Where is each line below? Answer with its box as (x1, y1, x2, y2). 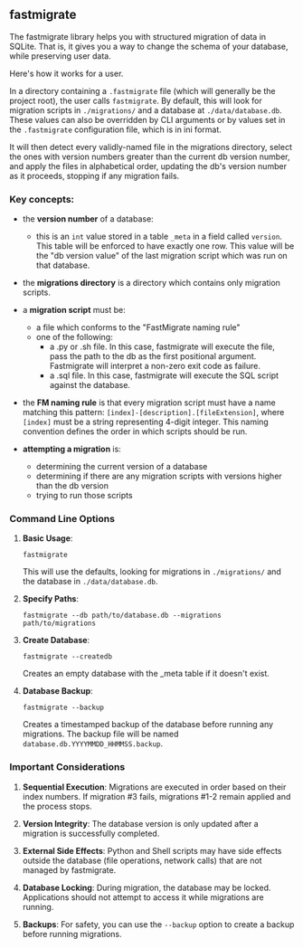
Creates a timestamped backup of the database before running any (22, 719, 274, 730)
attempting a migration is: (22, 443, 122, 455)
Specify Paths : (22, 593, 80, 604)
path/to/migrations (22, 619, 97, 628)
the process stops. (22, 801, 92, 811)
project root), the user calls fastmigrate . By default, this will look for (9, 95, 262, 106)
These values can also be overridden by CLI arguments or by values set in (9, 114, 286, 125)
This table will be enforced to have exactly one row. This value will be (35, 241, 295, 251)
